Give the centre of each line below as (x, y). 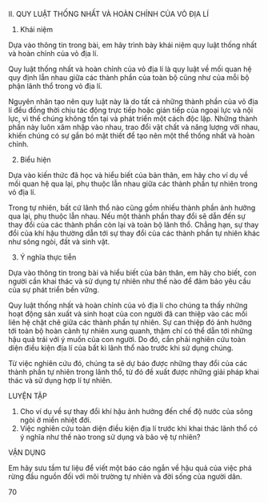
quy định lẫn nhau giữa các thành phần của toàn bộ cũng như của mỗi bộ (129, 77)
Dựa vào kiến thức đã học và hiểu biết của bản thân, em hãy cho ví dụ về (128, 175)
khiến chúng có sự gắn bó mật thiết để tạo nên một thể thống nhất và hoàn (132, 135)
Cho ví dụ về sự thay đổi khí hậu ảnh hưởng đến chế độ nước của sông (136, 411)
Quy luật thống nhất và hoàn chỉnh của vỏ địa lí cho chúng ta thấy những (128, 305)
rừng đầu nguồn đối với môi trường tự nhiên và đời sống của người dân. (125, 477)
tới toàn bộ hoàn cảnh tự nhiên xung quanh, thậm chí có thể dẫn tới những (130, 331)
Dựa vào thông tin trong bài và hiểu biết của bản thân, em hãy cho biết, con (132, 273)
